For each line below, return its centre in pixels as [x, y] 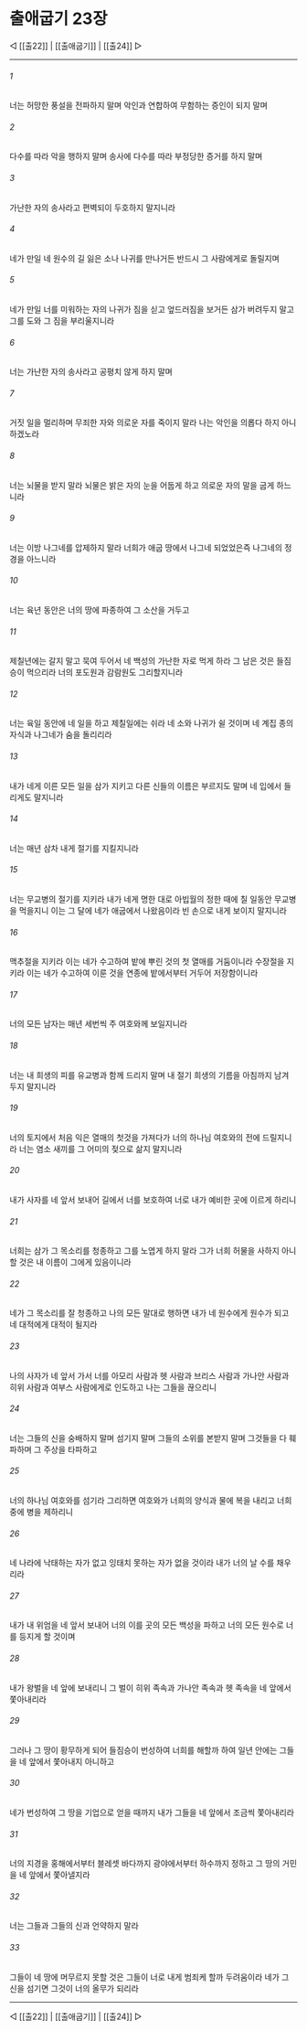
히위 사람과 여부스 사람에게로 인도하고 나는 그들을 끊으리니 [113, 1387]
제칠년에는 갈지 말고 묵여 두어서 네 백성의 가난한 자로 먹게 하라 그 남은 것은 [142, 661]
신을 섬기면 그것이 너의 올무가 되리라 [74, 1988]
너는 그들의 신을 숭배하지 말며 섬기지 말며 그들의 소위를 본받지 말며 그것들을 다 [148, 1438]
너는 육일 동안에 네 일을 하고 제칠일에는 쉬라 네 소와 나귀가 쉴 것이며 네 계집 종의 [152, 723]
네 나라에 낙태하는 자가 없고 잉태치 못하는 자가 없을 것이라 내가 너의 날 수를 [142, 1563]
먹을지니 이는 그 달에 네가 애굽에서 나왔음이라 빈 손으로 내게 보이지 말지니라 [153, 910]
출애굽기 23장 [58, 19]
